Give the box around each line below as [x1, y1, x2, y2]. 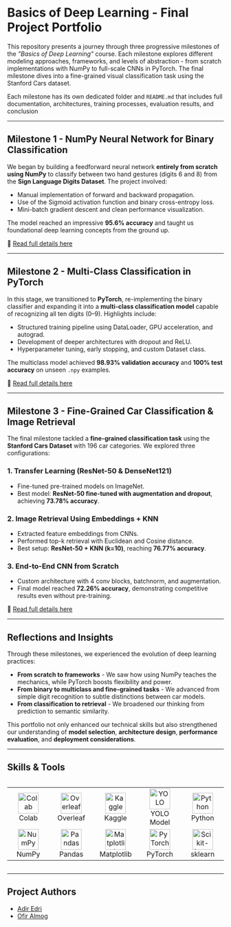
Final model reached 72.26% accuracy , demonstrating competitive [16, 584, 208, 592]
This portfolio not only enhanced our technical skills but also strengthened [7, 721, 218, 729]
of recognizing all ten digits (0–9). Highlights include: [7, 309, 157, 318]
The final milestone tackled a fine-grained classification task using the [7, 435, 210, 443]
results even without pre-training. [16, 592, 112, 600]
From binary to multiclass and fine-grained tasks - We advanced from [16, 685, 220, 694]
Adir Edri [16, 904, 43, 913]
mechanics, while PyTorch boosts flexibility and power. [16, 678, 173, 686]
